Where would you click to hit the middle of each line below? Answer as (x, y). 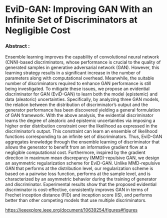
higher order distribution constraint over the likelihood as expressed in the (81, 126)
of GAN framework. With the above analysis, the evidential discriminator (79, 115)
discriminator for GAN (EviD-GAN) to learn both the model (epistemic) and (81, 94)
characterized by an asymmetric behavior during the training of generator (81, 179)
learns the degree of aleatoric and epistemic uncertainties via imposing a (80, 120)
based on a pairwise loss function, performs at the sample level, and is (78, 174)
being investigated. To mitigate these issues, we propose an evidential (77, 89)
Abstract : (17, 46)
